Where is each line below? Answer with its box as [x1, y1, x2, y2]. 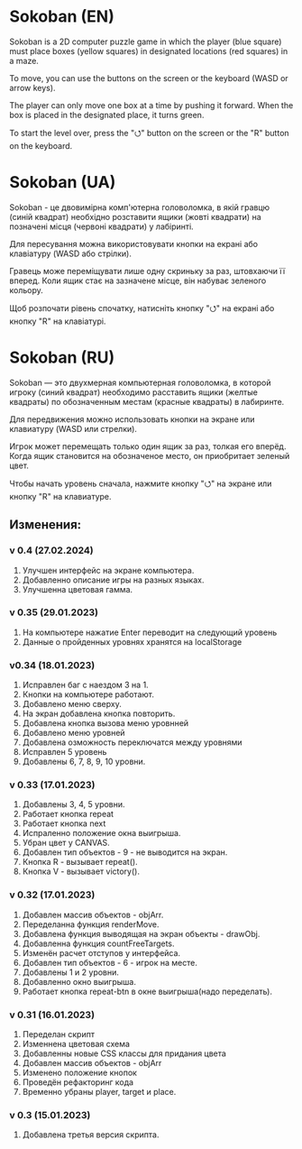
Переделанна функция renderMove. [22, 918, 160, 930]
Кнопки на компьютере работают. [22, 689, 155, 700]
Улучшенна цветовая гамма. [22, 584, 133, 594]
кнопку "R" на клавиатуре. [9, 491, 112, 501]
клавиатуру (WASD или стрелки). [9, 423, 138, 434]
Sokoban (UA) [9, 172, 116, 193]
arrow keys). [9, 82, 56, 93]
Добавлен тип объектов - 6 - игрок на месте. [22, 957, 198, 968]
